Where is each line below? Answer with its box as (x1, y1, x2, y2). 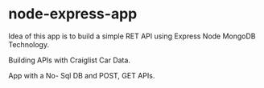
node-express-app (8, 5, 138, 23)
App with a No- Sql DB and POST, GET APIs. (8, 70, 155, 80)
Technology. (8, 39, 50, 49)
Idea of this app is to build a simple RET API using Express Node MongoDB (8, 31, 256, 41)
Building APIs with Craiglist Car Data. (8, 55, 131, 65)
